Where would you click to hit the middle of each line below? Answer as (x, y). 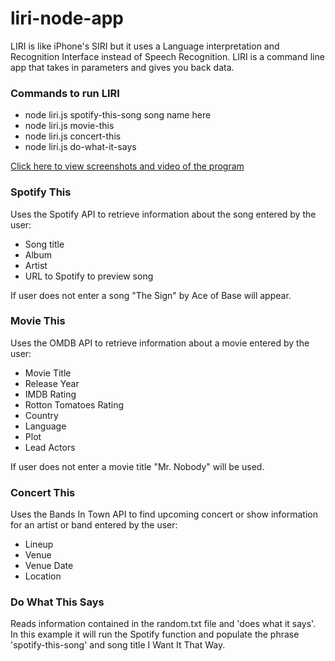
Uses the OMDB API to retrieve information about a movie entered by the (160, 343)
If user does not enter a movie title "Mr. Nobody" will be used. (137, 466)
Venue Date (49, 566)
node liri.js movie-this (69, 126)
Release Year (52, 383)
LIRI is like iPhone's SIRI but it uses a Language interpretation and (145, 46)
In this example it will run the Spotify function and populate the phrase (155, 634)
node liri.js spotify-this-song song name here (118, 115)
